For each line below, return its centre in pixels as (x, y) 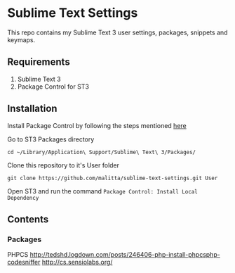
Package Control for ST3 (53, 87)
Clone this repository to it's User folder (63, 165)
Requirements (39, 62)
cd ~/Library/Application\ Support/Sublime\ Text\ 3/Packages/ (102, 152)
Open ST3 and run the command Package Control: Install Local (102, 191)
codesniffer (24, 262)
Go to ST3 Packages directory (51, 139)
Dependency (23, 198)
